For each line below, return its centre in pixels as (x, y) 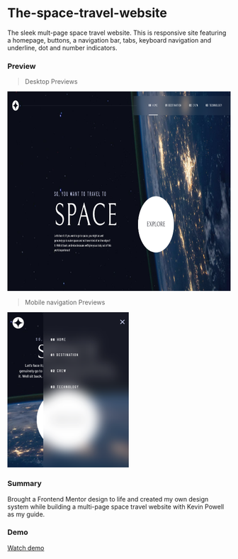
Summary (25, 484)
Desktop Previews (51, 82)
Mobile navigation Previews (65, 302)
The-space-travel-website (87, 13)
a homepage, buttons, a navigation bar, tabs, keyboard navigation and (109, 40)
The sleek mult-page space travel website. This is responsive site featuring (117, 33)
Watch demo (26, 548)
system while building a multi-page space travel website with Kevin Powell (116, 507)
